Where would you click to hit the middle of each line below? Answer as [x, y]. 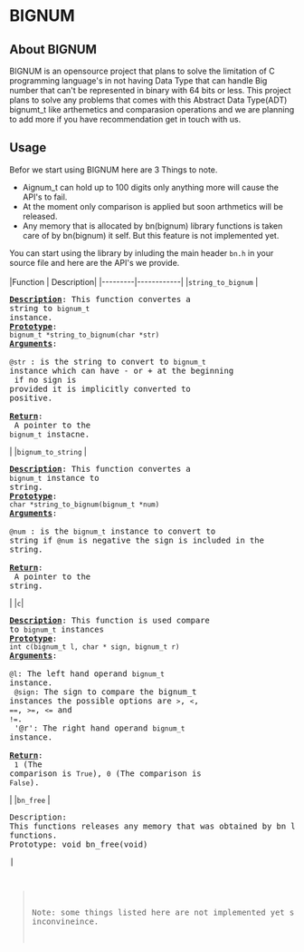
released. [40, 216]
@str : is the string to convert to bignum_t [108, 361]
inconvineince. [65, 921]
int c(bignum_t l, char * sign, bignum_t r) [95, 647]
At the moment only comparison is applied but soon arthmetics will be [152, 206]
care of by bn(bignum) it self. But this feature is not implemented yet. [151, 235]
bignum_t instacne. [50, 434]
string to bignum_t [50, 308]
